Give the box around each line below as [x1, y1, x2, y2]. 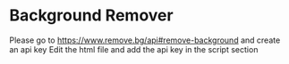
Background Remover [9, 5, 174, 26]
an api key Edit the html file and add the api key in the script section [9, 44, 259, 54]
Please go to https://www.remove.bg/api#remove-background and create [9, 35, 281, 45]
